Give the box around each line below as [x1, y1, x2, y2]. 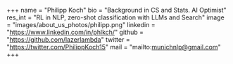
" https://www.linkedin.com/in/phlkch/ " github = [6, 28, 144, 36]
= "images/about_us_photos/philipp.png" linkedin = [6, 21, 156, 29]
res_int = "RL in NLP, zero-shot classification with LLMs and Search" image [6, 13, 225, 22]
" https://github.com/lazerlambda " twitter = [6, 35, 131, 44]
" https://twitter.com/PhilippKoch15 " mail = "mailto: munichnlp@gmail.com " [6, 43, 221, 51]
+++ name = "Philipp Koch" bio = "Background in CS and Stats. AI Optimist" [6, 6, 227, 14]
